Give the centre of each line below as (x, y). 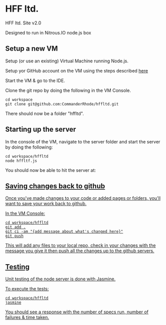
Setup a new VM (32, 49)
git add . (16, 227)
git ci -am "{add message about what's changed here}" (64, 232)
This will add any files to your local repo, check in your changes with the (80, 245)
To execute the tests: (27, 289)
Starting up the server (41, 130)
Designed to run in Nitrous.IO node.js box (48, 32)
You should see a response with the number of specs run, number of (77, 312)
